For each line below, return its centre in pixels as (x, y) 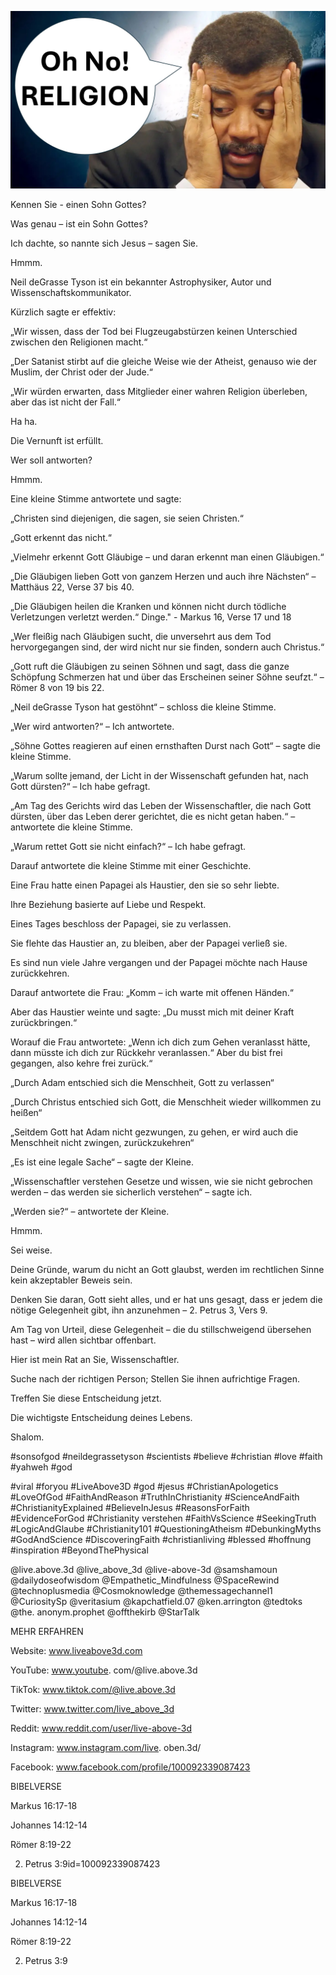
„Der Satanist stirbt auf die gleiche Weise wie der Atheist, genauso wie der (164, 361)
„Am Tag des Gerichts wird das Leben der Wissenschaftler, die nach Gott (161, 805)
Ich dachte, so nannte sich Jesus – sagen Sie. (104, 243)
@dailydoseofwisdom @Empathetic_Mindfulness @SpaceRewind (145, 1580)
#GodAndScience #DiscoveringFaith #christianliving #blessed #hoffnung (161, 1539)
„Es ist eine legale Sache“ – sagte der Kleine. (102, 1162)
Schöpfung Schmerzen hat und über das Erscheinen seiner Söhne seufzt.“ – (167, 677)
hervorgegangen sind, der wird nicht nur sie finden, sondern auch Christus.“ (167, 647)
